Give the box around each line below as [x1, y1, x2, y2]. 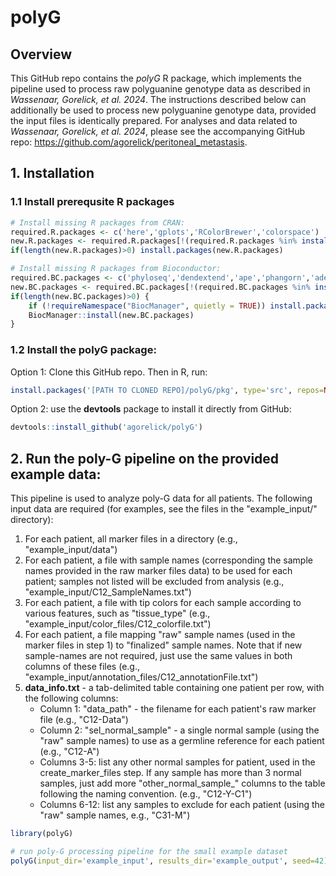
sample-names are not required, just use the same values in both [24, 650, 293, 662]
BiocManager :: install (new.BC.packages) [28, 310, 195, 320]
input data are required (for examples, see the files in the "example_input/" [10, 503, 318, 515]
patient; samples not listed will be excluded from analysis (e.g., [24, 576, 285, 588]
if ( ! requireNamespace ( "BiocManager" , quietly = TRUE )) [28, 301, 267, 311]
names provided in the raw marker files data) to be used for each [24, 565, 293, 577]
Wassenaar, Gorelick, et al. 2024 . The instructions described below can [10, 94, 307, 105]
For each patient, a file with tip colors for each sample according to [24, 597, 302, 609]
